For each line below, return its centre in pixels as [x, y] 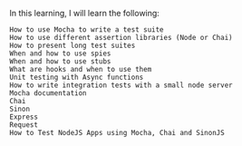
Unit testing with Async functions [77, 77]
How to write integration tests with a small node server [121, 85]
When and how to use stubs [60, 62]
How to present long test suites [73, 45]
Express [24, 117]
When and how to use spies [60, 54]
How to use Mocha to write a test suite [87, 30]
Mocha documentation [48, 93]
